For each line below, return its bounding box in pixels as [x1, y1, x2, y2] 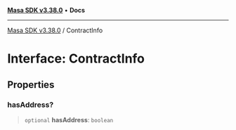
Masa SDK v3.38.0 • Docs [7, 6, 86, 14]
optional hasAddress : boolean [24, 115, 114, 124]
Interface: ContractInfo [7, 51, 145, 67]
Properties [7, 79, 55, 91]
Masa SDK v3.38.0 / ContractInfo [7, 26, 103, 34]
